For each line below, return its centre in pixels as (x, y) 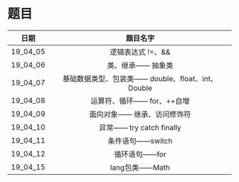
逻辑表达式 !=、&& (140, 52)
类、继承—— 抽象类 (140, 65)
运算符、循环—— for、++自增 (140, 101)
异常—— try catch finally (140, 127)
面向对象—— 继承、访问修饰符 (140, 114)
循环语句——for (140, 154)
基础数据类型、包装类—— (106, 78)
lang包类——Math (140, 167)
